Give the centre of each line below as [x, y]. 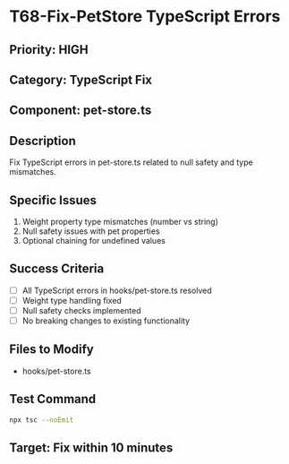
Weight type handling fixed [72, 300]
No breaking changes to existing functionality [106, 321]
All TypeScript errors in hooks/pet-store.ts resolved [117, 290]
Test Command [53, 399]
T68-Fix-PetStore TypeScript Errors [145, 17]
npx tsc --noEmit [42, 420]
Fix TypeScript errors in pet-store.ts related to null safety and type [131, 162]
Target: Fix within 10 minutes [91, 447]
